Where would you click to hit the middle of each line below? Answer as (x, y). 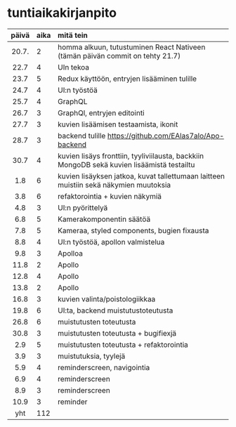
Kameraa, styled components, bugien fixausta (133, 230)
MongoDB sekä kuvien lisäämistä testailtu (126, 164)
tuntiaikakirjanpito (62, 13)
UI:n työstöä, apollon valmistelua (111, 242)
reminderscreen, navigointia (104, 367)
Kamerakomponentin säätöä (104, 219)
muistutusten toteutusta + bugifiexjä (117, 333)
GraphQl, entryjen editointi (101, 112)
